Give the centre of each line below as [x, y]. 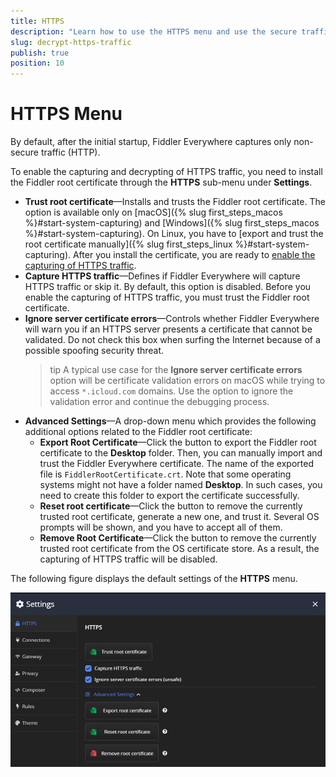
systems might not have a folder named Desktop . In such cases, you [181, 485]
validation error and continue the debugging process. [159, 402]
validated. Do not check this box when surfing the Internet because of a [172, 340]
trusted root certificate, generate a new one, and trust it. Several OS [179, 517]
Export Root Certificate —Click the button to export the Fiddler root [178, 442]
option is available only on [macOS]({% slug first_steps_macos [153, 212]
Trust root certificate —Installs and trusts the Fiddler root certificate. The [175, 202]
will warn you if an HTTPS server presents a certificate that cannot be [168, 329]
